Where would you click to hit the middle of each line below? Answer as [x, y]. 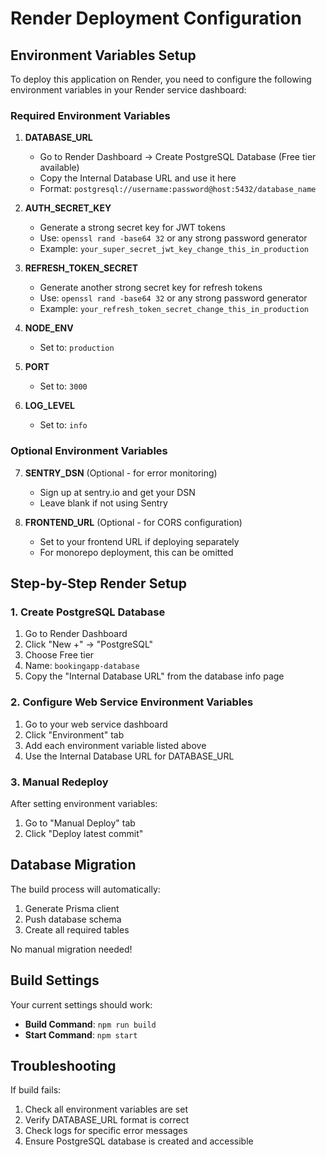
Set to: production [77, 348]
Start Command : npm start [81, 1034]
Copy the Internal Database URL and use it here [138, 178]
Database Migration [73, 865]
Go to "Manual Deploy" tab [80, 823]
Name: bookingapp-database [82, 666]
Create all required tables [77, 929]
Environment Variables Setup [103, 55]
